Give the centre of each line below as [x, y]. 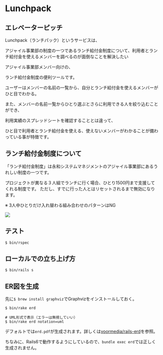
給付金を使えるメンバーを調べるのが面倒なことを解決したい [69, 57]
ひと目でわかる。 [22, 94]
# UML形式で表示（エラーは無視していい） [41, 318]
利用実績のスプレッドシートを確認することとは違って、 [60, 120]
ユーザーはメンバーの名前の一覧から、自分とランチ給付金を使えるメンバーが [82, 88]
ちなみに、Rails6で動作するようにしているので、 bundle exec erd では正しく [81, 342]
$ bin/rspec [17, 243]
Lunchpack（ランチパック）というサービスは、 [52, 40]
